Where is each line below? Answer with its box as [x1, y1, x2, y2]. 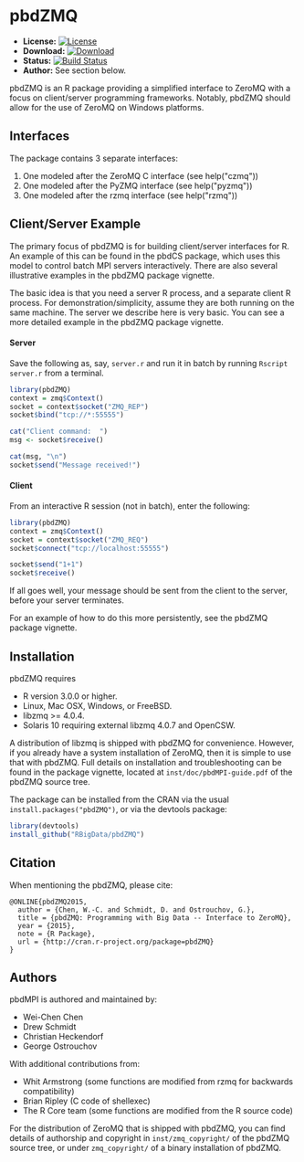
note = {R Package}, [17, 929, 96, 938]
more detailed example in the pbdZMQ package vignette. [9, 316, 224, 327]
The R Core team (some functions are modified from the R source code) [22, 1105, 294, 1116]
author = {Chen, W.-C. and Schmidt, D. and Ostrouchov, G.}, [17, 905, 256, 914]
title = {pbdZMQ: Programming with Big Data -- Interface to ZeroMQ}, [17, 913, 292, 923]
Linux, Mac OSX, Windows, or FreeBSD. [22, 701, 173, 712]
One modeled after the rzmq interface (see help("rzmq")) [22, 189, 238, 201]
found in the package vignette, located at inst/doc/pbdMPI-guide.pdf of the [9, 766, 293, 777]
